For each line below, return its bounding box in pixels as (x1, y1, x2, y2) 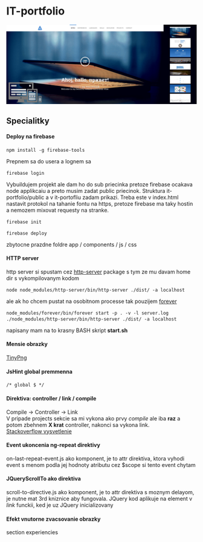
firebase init (6, 219, 42, 225)
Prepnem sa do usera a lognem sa (6, 157, 92, 165)
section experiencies (6, 529, 59, 536)
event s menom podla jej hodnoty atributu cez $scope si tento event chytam (6, 461, 196, 468)
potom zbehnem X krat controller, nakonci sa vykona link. (6, 421, 150, 428)
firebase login (6, 170, 45, 176)
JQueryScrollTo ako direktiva (6, 475, 82, 482)
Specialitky (6, 116, 50, 126)
